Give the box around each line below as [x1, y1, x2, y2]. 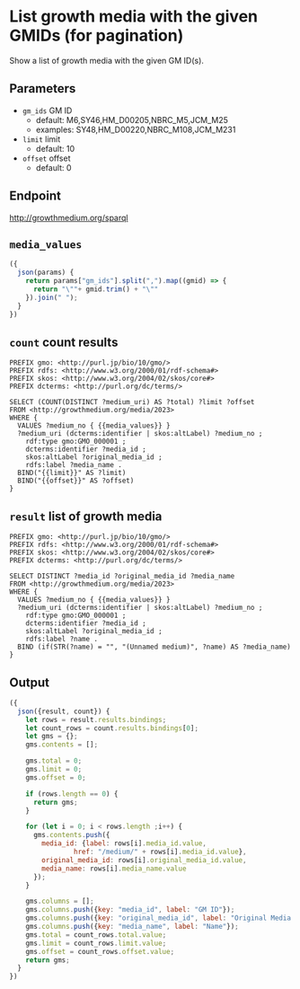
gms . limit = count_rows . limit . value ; [25, 939, 167, 948]
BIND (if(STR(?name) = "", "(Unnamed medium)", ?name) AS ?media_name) [17, 642, 292, 652]
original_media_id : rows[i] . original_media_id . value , [41, 855, 247, 864]
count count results [9, 334, 119, 349]
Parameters [9, 81, 76, 96]
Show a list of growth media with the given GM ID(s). [9, 55, 205, 66]
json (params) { [17, 268, 75, 278]
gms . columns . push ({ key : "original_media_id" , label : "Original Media [25, 914, 292, 923]
